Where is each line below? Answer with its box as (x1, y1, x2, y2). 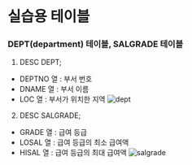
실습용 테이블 (7, 7, 90, 26)
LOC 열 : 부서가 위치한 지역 (19, 94, 106, 104)
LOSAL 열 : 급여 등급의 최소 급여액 (19, 137, 129, 147)
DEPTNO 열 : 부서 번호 (19, 74, 93, 84)
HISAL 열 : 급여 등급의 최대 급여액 (19, 148, 127, 158)
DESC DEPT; (19, 58, 62, 67)
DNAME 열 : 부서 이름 (19, 85, 89, 94)
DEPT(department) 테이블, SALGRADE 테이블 (7, 38, 184, 50)
